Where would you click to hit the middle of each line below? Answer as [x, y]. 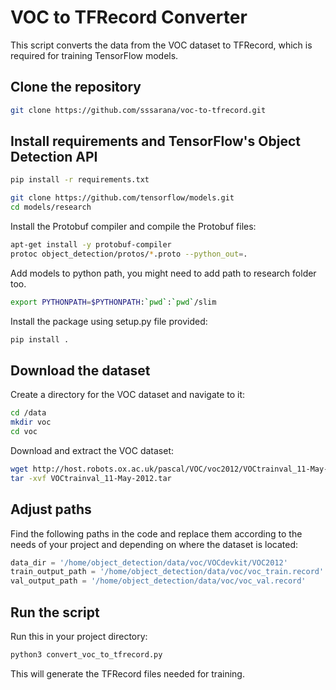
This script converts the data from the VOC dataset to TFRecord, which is [161, 45]
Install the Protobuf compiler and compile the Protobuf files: [133, 227]
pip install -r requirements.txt [80, 180]
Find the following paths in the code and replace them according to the [156, 533]
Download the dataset [80, 370]
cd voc [24, 432]
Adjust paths [51, 509]
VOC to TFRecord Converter [129, 17]
